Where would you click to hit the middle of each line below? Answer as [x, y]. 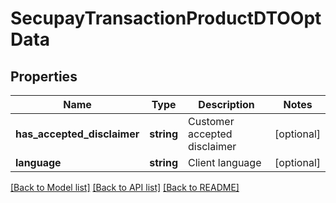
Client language [225, 162]
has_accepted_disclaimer [77, 134]
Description [226, 104]
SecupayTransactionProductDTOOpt [166, 18]
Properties [44, 76]
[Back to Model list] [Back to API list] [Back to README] [125, 187]
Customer [211, 121]
